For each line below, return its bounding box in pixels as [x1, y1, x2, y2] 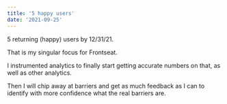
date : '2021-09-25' [7, 16, 63, 23]
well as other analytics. [7, 69, 72, 77]
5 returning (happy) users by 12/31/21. [7, 35, 114, 43]
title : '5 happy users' [7, 10, 75, 17]
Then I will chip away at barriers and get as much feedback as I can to [7, 82, 205, 90]
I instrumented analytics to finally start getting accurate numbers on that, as [7, 61, 221, 69]
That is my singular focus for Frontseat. [7, 48, 118, 56]
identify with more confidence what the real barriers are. [7, 89, 166, 97]
